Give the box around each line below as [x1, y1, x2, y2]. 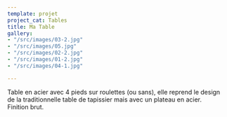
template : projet [7, 10, 58, 18]
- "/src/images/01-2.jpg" [7, 56, 83, 63]
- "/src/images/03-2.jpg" [7, 36, 83, 43]
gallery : [7, 29, 33, 37]
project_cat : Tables [7, 17, 68, 24]
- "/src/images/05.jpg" [7, 43, 77, 50]
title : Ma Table [7, 23, 55, 30]
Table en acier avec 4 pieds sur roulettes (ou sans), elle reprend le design [7, 88, 221, 96]
